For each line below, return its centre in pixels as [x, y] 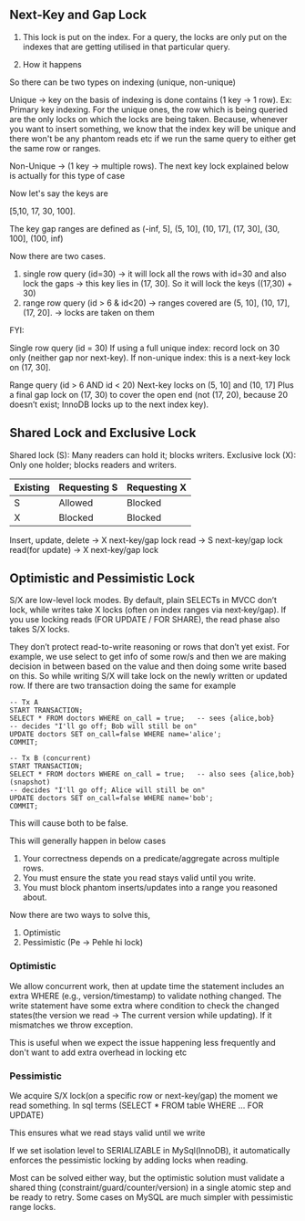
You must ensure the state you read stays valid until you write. [139, 878]
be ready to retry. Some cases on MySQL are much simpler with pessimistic [152, 1197]
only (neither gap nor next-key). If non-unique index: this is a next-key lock [150, 357]
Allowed [76, 503]
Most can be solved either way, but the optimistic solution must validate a [147, 1178]
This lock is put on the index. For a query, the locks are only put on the [155, 37]
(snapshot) [30, 783]
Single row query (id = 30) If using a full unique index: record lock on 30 [145, 348]
